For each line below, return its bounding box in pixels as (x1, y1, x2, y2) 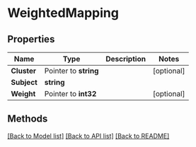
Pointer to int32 (44, 89, 97, 98)
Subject (11, 78, 38, 87)
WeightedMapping (7, 5, 119, 21)
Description (105, 54, 146, 64)
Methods (7, 113, 48, 125)
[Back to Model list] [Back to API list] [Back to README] (7, 131, 170, 140)
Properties (7, 33, 55, 45)
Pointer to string (44, 66, 99, 76)
